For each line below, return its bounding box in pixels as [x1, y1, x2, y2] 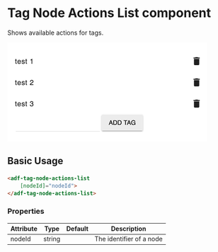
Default [66, 224, 88, 233]
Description [110, 224, 147, 233]
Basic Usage [7, 155, 64, 167]
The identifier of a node [94, 235, 163, 244]
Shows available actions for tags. [7, 28, 104, 37]
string [43, 235, 61, 244]
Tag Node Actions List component [7, 5, 211, 21]
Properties [7, 207, 45, 217]
